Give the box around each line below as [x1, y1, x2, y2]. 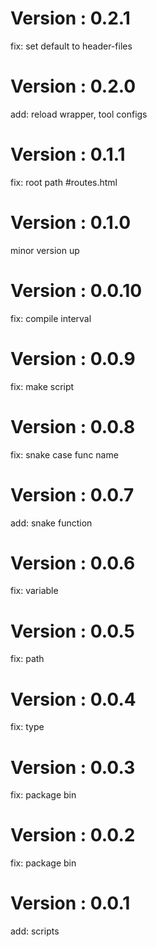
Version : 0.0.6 [10, 552, 136, 574]
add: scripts [10, 925, 60, 937]
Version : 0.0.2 [10, 824, 136, 847]
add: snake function [10, 517, 93, 529]
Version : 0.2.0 [10, 75, 137, 98]
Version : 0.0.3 [10, 756, 136, 779]
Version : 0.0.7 [10, 483, 135, 506]
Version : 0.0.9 [10, 347, 136, 370]
